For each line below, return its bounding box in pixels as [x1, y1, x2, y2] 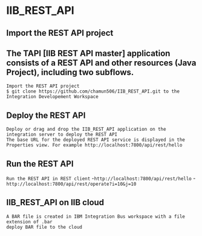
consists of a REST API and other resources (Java [6, 57, 197, 68]
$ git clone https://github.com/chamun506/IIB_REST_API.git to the [6, 88, 180, 94]
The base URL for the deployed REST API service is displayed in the [6, 137, 186, 143]
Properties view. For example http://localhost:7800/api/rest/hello [6, 142, 183, 148]
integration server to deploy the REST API [6, 131, 118, 138]
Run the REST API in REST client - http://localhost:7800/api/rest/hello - [6, 175, 196, 182]
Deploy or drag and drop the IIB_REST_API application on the [6, 126, 166, 133]
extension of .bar [6, 218, 53, 225]
